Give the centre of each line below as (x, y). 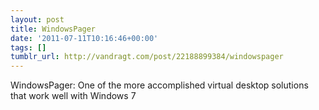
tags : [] (28, 47)
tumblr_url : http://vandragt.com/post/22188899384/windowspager (147, 57)
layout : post (37, 19)
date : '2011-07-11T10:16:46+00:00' (84, 38)
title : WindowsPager (53, 29)
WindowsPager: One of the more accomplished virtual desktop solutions (159, 85)
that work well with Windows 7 (73, 96)
